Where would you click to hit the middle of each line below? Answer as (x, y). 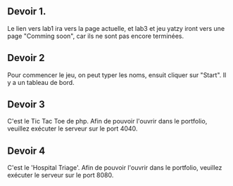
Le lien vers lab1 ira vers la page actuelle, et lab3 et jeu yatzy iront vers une (116, 28)
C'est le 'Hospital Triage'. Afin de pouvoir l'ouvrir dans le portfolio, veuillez (115, 168)
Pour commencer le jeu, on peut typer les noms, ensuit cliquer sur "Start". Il (117, 75)
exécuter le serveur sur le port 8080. (61, 175)
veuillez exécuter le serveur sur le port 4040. (73, 128)
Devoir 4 (26, 151)
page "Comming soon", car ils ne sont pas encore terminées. (96, 36)
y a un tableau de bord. (41, 82)
